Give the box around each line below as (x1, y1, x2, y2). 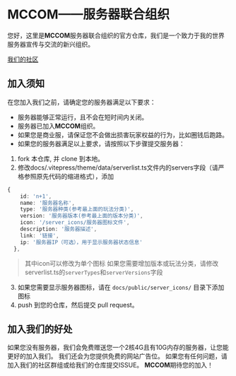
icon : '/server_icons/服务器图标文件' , (20, 219, 130, 226)
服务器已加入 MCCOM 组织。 (17, 122, 100, 130)
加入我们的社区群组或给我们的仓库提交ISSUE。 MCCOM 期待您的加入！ (7, 361, 214, 370)
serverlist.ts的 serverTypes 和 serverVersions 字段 (24, 268, 163, 276)
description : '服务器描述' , (20, 225, 98, 233)
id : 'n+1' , (20, 192, 52, 200)
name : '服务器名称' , (20, 199, 76, 206)
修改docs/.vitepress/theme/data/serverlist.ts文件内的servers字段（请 (17, 163, 218, 172)
